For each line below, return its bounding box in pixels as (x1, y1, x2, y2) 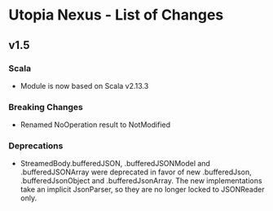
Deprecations (8, 140, 64, 152)
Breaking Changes (8, 101, 84, 112)
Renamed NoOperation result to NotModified (20, 120, 171, 130)
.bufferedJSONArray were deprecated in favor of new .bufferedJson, (20, 167, 253, 177)
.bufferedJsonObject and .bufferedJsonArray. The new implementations (20, 176, 262, 186)
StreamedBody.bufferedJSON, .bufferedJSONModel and (20, 159, 210, 169)
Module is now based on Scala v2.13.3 (20, 81, 149, 90)
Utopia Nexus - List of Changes (8, 6, 224, 24)
